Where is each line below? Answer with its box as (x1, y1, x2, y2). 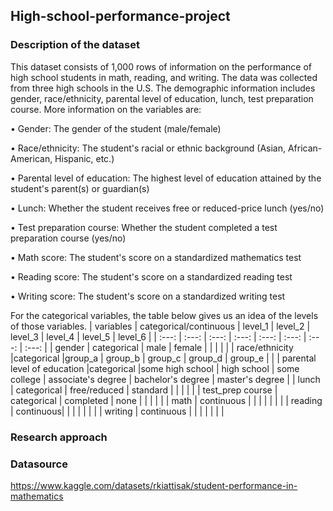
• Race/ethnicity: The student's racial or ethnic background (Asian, (10, 142, 287, 154)
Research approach (10, 430, 108, 444)
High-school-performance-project (10, 8, 231, 25)
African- (287, 142, 323, 154)
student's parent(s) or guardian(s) (10, 182, 150, 194)
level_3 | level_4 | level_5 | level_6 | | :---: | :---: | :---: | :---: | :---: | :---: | (10, 330, 307, 343)
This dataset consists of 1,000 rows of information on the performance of (10, 60, 312, 73)
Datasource (10, 457, 68, 471)
